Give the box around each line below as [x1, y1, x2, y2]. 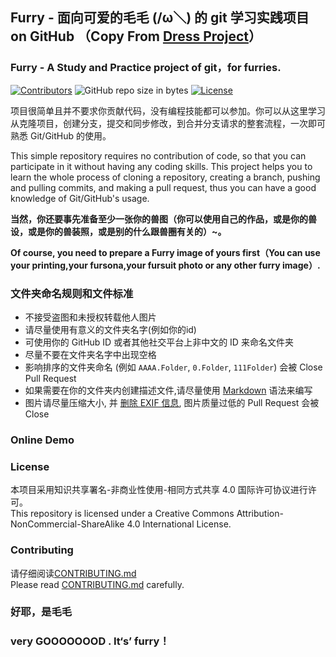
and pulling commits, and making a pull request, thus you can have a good [10, 181, 317, 193]
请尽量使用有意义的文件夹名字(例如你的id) [24, 323, 197, 335]
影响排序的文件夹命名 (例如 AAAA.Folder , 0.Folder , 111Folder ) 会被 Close [24, 361, 323, 373]
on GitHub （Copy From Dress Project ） [10, 28, 262, 45]
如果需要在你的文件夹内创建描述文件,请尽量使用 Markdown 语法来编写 [24, 384, 313, 396]
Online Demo [10, 433, 75, 447]
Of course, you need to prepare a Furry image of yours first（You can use [10, 246, 321, 258]
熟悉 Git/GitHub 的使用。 [10, 129, 112, 142]
